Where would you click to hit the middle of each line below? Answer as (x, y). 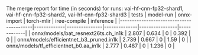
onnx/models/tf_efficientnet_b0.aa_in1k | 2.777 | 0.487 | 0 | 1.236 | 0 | (90, 46)
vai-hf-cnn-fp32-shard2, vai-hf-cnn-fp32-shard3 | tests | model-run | (91, 15)
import (14, 21)
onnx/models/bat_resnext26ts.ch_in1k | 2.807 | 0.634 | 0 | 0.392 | (111, 33)
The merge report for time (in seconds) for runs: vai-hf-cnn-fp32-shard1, (95, 8)
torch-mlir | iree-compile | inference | (72, 21)
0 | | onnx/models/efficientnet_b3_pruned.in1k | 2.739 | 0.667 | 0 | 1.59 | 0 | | (99, 39)
